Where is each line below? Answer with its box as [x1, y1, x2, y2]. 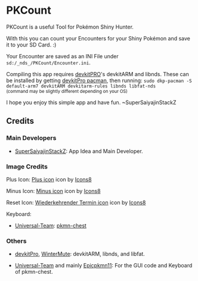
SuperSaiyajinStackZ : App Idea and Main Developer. [14, 147, 143, 155]
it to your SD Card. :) [6, 41, 57, 48]
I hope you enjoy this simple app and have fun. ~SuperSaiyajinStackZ [6, 99, 177, 106]
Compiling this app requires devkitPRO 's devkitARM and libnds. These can [6, 70, 189, 77]
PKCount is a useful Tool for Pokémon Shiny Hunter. [6, 23, 134, 30]
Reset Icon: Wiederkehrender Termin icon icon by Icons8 [6, 199, 146, 206]
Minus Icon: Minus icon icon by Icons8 [6, 187, 101, 194]
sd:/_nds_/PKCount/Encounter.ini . [6, 59, 91, 66]
